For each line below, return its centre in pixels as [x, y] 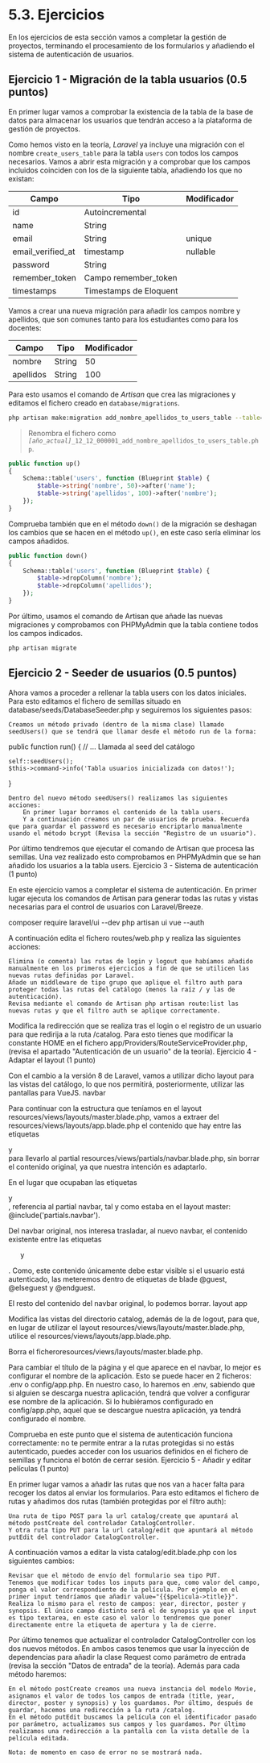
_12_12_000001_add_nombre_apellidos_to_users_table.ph [165, 441]
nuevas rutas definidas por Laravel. [72, 975]
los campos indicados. [45, 633]
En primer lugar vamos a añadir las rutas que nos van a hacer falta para [127, 1484]
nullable [201, 252]
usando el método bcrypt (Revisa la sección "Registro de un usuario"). [133, 833]
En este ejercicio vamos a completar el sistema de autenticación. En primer [133, 889]
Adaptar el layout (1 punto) [52, 1060]
